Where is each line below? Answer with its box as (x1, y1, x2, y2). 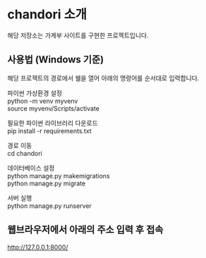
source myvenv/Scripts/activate (7, 104, 100, 113)
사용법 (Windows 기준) (7, 54, 104, 66)
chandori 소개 (7, 6, 87, 23)
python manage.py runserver (7, 202, 92, 210)
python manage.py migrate (7, 179, 86, 188)
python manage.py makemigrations (7, 171, 111, 180)
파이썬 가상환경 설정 (7, 89, 62, 97)
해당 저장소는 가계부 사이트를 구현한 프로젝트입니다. (7, 31, 149, 39)
